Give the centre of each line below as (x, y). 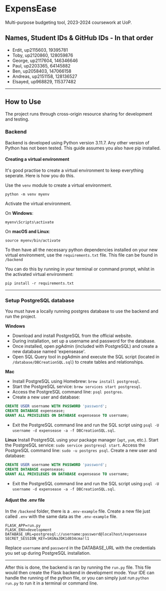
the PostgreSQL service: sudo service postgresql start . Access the (75, 445)
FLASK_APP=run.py (23, 525)
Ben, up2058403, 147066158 (42, 71)
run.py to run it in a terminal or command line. (52, 583)
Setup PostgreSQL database (40, 300)
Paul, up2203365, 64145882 (41, 66)
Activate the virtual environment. (38, 203)
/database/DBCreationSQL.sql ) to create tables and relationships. (78, 362)
